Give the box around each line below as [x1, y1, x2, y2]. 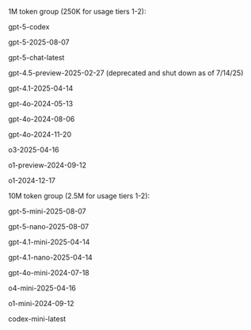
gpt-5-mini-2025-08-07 [8, 206, 87, 216]
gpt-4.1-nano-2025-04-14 [8, 253, 93, 262]
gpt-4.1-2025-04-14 [8, 83, 74, 93]
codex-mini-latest [8, 314, 67, 324]
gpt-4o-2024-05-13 [8, 99, 74, 108]
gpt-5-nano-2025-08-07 [8, 222, 89, 231]
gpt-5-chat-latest [8, 53, 65, 62]
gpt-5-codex [8, 22, 50, 31]
